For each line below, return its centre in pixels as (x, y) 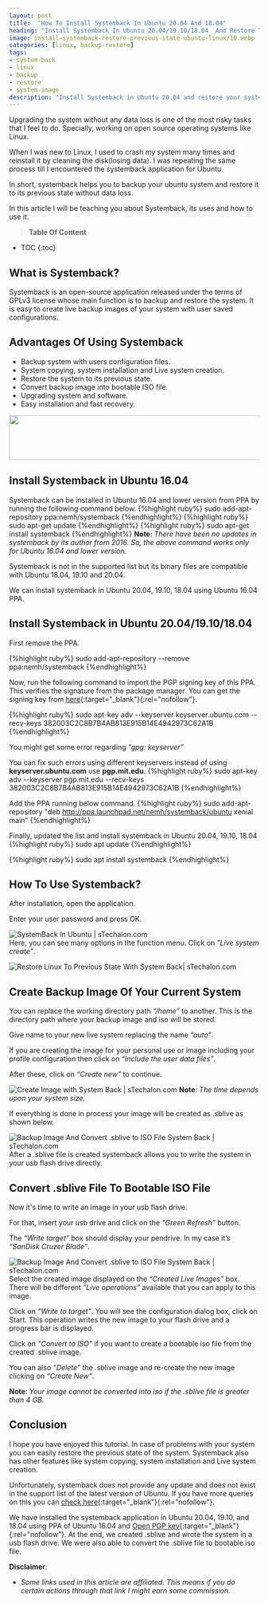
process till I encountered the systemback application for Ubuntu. (116, 169)
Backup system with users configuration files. (95, 361)
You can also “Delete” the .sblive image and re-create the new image (122, 1367)
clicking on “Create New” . (52, 1376)
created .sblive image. (45, 1352)
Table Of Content (57, 233)
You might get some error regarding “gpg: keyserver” (96, 747)
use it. (19, 217)
